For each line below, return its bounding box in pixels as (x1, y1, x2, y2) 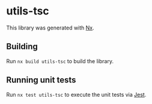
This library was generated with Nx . (6, 24, 94, 31)
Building (6, 41, 38, 52)
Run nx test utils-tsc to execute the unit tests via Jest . (6, 91, 147, 98)
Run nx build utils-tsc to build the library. (6, 57, 114, 64)
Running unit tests (6, 75, 76, 85)
